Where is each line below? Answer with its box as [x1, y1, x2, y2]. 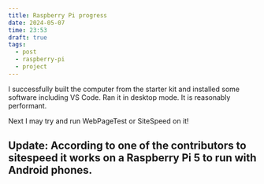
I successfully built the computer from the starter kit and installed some [8, 84, 240, 94]
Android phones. [8, 164, 93, 177]
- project [15, 63, 47, 71]
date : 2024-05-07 [8, 19, 65, 27]
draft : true [8, 33, 47, 42]
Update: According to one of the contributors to [8, 139, 247, 153]
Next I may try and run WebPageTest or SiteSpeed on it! [8, 116, 189, 126]
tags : [8, 41, 26, 49]
